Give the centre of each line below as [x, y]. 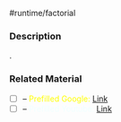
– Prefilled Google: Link [65, 99]
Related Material [46, 79]
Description [35, 36]
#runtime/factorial [43, 13]
